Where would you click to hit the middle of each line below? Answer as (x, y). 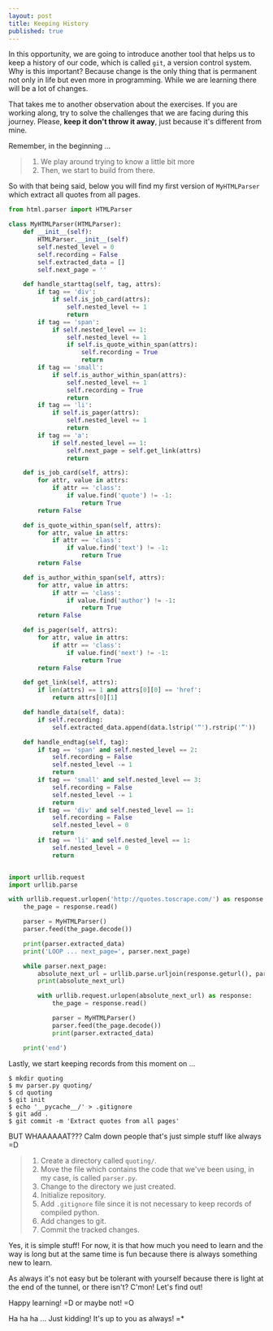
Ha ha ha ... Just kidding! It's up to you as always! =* (96, 1318)
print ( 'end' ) (45, 1048)
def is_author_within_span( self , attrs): (94, 578)
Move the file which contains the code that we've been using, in (147, 1169)
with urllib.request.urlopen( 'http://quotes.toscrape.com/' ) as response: (138, 900)
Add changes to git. (74, 1220)
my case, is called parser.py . (89, 1177)
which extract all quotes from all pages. (74, 195)
